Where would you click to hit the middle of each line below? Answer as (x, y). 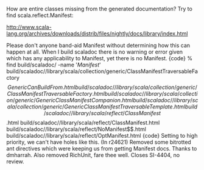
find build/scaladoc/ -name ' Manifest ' (54, 65)
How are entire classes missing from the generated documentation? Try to (100, 9)
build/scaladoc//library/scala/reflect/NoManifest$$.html (76, 129)
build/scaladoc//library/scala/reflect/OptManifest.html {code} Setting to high (102, 136)
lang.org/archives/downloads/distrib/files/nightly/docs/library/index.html (97, 34)
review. (15, 161)
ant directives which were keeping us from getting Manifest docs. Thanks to (102, 148)
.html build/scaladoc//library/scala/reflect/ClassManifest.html (83, 122)
